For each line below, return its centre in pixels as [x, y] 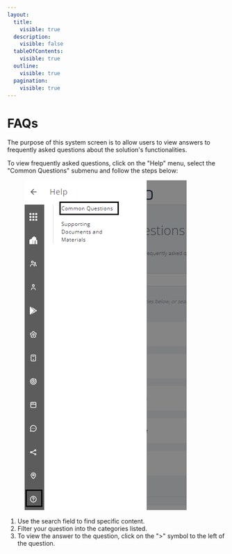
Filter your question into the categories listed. [82, 529]
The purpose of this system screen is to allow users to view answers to [109, 142]
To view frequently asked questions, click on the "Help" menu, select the [111, 163]
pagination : [31, 81]
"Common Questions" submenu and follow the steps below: [93, 171]
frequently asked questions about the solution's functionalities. [97, 150]
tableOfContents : [39, 51]
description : [32, 37]
